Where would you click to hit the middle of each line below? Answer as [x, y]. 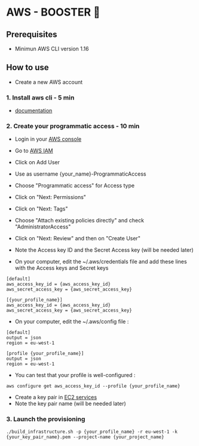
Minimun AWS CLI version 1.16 [52, 49]
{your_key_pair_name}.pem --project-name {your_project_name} [85, 437]
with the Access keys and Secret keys [62, 268]
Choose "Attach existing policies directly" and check [79, 221]
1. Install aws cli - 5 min [40, 97]
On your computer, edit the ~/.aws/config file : [72, 322]
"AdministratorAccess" [43, 227]
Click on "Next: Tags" [41, 209]
